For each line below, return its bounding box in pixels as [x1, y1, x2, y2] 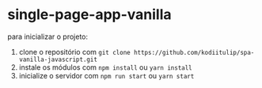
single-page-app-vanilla [7, 6, 172, 24]
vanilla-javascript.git [18, 55, 98, 63]
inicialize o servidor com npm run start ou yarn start [18, 71, 195, 80]
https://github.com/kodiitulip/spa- [133, 48, 255, 56]
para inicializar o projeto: [7, 32, 89, 41]
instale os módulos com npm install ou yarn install [18, 62, 193, 72]
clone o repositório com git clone [18, 47, 131, 56]
